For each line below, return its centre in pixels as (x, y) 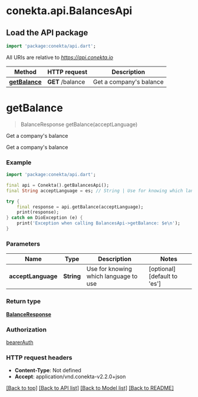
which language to (112, 276)
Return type (24, 302)
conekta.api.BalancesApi (69, 11)
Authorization (27, 329)
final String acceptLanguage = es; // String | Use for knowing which (95, 191)
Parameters (23, 244)
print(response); (38, 212)
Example (19, 162)
